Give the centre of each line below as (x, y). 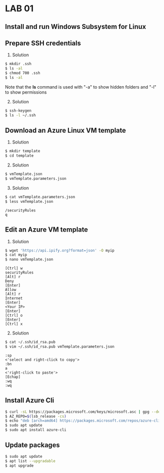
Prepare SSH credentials (43, 43)
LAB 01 (19, 9)
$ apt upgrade (20, 466)
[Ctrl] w (14, 268)
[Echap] (13, 377)
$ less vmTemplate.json (29, 201)
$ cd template (20, 156)
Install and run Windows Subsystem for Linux (76, 27)
